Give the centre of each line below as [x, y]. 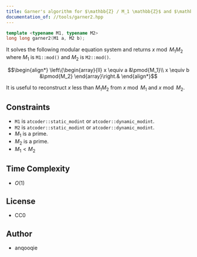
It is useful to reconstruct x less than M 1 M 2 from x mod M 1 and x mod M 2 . [96, 88]
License [21, 202]
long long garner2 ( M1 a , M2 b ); [45, 39]
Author [19, 234]
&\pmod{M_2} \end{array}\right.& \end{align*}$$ [98, 76]
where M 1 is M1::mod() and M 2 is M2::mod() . [59, 58]
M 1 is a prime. [31, 134]
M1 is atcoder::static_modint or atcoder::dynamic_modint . [84, 121]
